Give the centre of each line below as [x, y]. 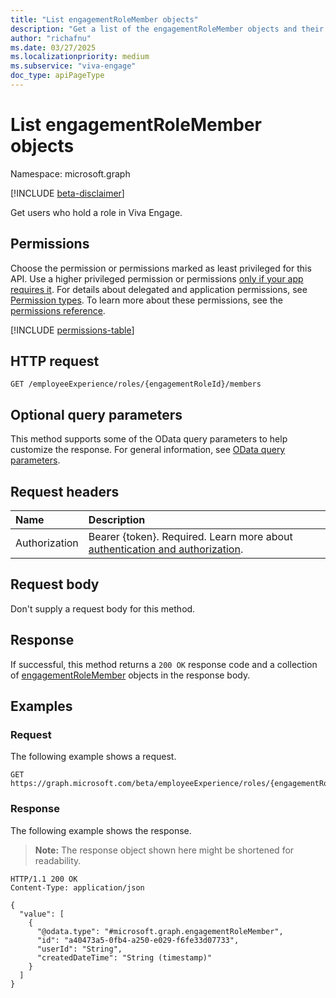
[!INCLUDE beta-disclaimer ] [67, 193]
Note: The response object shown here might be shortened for [164, 850]
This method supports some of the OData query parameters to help [149, 439]
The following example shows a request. [93, 757]
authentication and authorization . [166, 549]
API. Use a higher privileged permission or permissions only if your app [157, 278]
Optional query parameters [96, 414]
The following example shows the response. [101, 830]
